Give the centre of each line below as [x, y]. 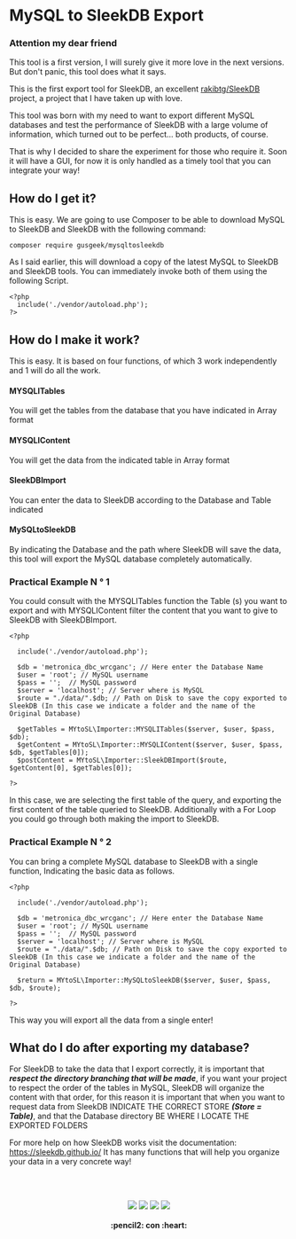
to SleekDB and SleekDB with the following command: [108, 229]
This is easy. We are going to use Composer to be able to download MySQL [147, 220]
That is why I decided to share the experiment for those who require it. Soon [148, 152]
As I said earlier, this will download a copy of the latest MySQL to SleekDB [144, 262]
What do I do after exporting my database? [129, 1047]
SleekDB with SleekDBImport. [63, 620]
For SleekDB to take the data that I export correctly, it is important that [137, 1069]
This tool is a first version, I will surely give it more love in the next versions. [147, 62]
